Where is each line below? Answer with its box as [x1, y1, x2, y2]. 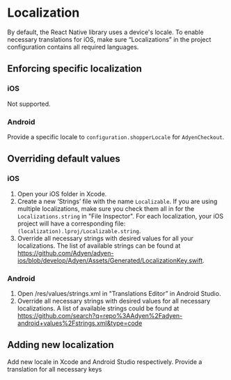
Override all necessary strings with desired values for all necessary [17, 296, 211, 305]
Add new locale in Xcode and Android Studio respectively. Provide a [7, 357, 202, 366]
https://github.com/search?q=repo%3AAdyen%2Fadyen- [17, 311, 183, 319]
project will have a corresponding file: [17, 219, 126, 228]
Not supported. [7, 100, 51, 108]
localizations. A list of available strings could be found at [17, 304, 180, 312]
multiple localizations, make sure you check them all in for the [17, 204, 195, 213]
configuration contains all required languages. [7, 42, 139, 51]
